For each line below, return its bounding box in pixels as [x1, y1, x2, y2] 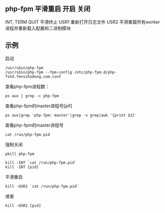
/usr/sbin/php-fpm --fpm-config [5, 69, 72, 75]
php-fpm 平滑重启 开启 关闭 [5, 4, 91, 13]
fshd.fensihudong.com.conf [5, 74, 61, 79]
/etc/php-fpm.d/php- [74, 69, 117, 75]
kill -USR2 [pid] [5, 203, 41, 208]
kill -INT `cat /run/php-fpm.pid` [5, 160, 77, 165]
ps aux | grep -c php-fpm [5, 93, 59, 98]
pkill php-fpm [5, 151, 35, 156]
